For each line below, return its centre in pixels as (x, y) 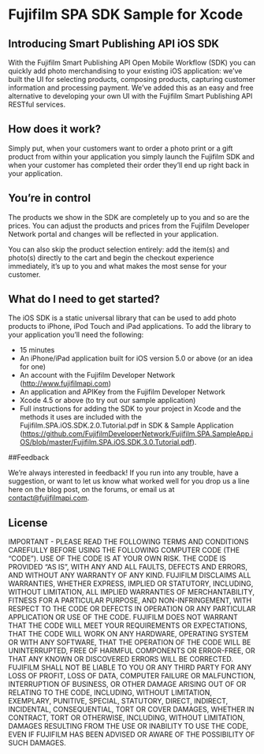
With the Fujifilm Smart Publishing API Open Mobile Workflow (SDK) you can (132, 62)
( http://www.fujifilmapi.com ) (65, 383)
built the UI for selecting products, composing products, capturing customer (132, 79)
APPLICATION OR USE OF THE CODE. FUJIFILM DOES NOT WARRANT (123, 618)
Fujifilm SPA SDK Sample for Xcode (126, 15)
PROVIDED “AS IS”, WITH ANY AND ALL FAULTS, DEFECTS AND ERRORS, (128, 567)
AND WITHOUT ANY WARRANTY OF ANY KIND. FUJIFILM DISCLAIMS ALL (130, 575)
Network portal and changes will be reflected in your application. (113, 233)
